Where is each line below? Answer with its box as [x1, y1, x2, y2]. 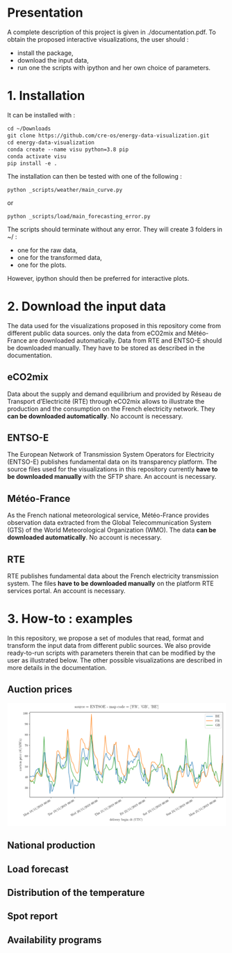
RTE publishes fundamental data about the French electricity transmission [7, 572, 219, 580]
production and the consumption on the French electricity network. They [7, 405, 215, 413]
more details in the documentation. [7, 664, 107, 671]
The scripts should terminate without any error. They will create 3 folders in [7, 225, 223, 234]
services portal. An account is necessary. [7, 587, 126, 595]
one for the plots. [17, 261, 67, 269]
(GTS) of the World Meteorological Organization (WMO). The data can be [7, 526, 217, 535]
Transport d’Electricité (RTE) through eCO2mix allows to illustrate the [7, 397, 205, 405]
